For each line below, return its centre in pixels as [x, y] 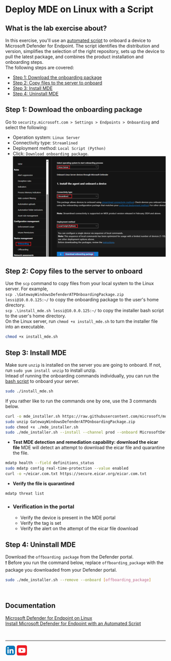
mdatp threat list [25, 493]
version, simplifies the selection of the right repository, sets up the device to [85, 51]
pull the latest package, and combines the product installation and [74, 57]
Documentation [31, 606]
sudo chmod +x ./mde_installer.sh [42, 427]
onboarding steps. [24, 62]
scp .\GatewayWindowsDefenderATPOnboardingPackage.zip [65, 295]
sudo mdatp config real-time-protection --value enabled [67, 468]
